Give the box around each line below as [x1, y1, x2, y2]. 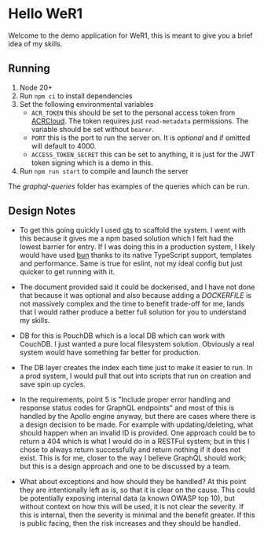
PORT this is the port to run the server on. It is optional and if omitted [31, 133, 251, 142]
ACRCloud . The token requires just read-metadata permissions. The [31, 116, 249, 126]
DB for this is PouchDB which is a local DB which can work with [19, 331, 225, 340]
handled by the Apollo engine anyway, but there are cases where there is [19, 411, 256, 420]
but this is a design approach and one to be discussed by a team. [19, 461, 231, 471]
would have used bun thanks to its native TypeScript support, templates [19, 250, 252, 259]
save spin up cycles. [19, 379, 86, 389]
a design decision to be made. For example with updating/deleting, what [19, 420, 254, 429]
